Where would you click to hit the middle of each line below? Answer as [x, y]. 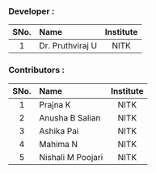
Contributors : [37, 70]
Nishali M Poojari [71, 157]
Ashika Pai [59, 131]
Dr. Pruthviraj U [68, 46]
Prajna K [55, 104]
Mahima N [59, 144]
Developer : [32, 11]
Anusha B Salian [70, 117]
